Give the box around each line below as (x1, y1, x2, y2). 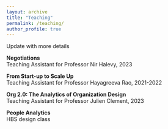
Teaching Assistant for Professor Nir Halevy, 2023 (6, 61, 133, 68)
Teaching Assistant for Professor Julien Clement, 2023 (6, 97, 145, 105)
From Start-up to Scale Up (6, 72, 74, 80)
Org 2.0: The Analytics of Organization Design (6, 91, 126, 98)
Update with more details (6, 43, 70, 50)
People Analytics (6, 109, 51, 116)
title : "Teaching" (6, 15, 53, 21)
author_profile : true (6, 26, 62, 32)
